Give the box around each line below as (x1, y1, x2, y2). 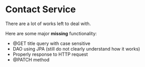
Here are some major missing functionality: (5, 30, 97, 36)
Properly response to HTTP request (12, 51, 88, 57)
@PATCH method (12, 56, 50, 62)
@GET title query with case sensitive (12, 40, 91, 47)
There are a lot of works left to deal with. (5, 20, 91, 27)
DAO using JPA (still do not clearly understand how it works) (12, 46, 140, 52)
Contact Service (5, 4, 76, 15)
